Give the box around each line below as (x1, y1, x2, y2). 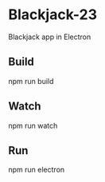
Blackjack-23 (8, 6, 98, 24)
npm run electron (8, 165, 65, 175)
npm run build (8, 76, 54, 85)
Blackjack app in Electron (8, 32, 91, 42)
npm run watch (8, 121, 58, 130)
